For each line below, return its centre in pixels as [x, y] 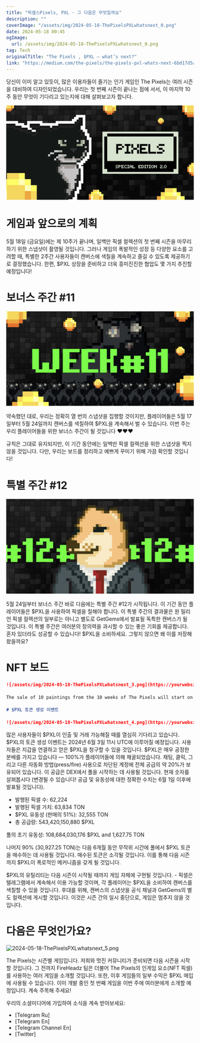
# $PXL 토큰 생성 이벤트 [33, 710]
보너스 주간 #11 [41, 298]
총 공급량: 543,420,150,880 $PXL [55, 822]
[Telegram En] [32, 1021]
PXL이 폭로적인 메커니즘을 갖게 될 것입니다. [71, 862]
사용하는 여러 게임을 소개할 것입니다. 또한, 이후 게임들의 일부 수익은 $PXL [97, 975]
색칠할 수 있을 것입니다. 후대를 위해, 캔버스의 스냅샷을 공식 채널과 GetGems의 [96, 889]
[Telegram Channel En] [43, 1027]
